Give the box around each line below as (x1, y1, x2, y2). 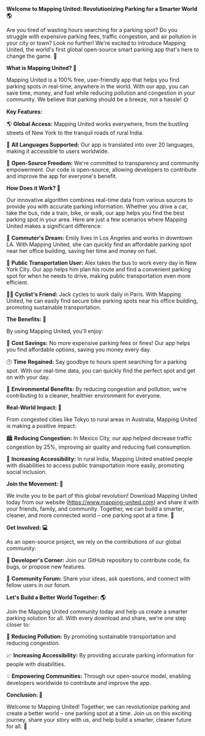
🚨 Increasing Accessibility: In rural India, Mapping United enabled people (6, 455, 193, 462)
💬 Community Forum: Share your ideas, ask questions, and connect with (6, 575, 191, 582)
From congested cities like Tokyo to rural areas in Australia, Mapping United (6, 416, 197, 423)
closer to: (6, 621, 31, 628)
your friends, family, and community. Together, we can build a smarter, (6, 505, 185, 512)
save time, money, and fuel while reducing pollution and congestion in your (6, 89, 196, 96)
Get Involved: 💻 (6, 524, 48, 531)
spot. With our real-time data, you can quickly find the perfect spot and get (6, 367, 196, 374)
